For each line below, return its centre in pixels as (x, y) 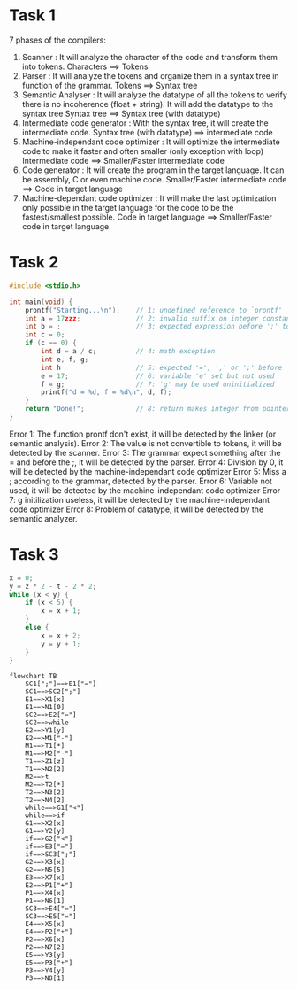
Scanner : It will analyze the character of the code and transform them (150, 57)
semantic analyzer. (43, 518)
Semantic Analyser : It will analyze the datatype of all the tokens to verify (154, 95)
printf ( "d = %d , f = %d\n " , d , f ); (107, 392)
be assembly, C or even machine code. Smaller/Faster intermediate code (154, 179)
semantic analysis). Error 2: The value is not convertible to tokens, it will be (145, 443)
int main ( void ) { (41, 302)
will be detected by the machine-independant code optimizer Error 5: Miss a (148, 471)
